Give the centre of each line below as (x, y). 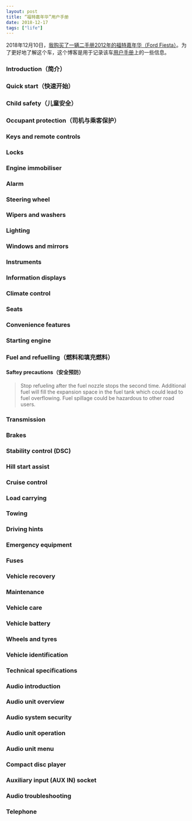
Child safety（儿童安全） (42, 104)
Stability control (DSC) (39, 451)
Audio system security (39, 717)
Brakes (16, 435)
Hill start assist (28, 467)
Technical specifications (42, 670)
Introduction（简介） (36, 69)
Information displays (36, 278)
